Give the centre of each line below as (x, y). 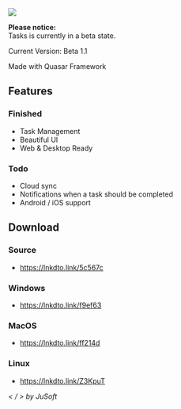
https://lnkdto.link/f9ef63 (60, 305)
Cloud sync (38, 185)
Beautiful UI (39, 140)
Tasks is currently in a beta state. (62, 36)
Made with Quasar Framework (57, 66)
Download (34, 228)
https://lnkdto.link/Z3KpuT (62, 380)
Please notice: (32, 27)
